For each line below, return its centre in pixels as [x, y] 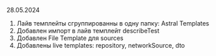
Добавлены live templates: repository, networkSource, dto [101, 45]
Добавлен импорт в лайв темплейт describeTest [88, 31]
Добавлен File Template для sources [70, 38]
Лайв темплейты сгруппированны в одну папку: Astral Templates [113, 23]
